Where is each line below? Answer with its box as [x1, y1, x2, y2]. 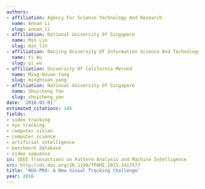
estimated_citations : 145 [6, 105, 72, 112]
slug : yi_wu [12, 60, 43, 66]
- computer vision [6, 128, 53, 134]
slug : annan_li [12, 26, 51, 32]
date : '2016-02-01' [6, 99, 56, 105]
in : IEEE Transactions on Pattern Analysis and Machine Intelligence [6, 156, 187, 162]
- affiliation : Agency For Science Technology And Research [6, 15, 163, 21]
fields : [6, 111, 26, 117]
